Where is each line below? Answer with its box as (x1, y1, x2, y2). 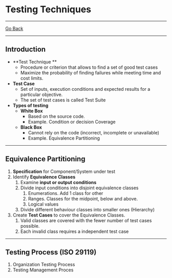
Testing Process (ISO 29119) (5, 248, 97, 256)
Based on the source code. (28, 113, 85, 119)
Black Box (20, 124, 42, 130)
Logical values (28, 201, 59, 207)
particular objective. (20, 91, 63, 97)
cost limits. (20, 75, 44, 81)
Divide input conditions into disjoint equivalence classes (20, 185, 139, 191)
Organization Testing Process (12, 262, 75, 268)
